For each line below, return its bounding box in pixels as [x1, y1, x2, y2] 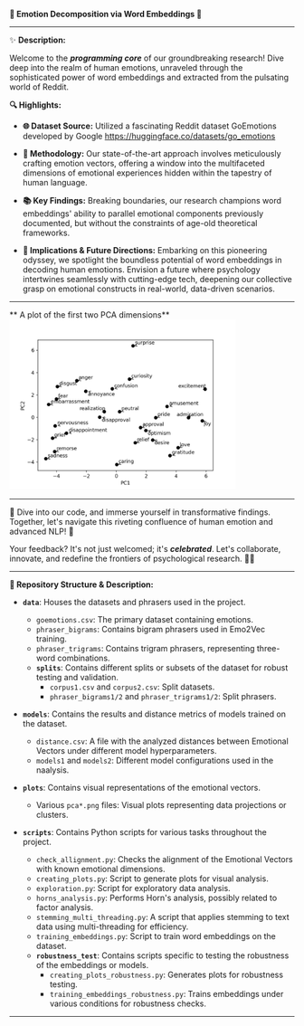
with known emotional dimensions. [35, 864, 166, 874]
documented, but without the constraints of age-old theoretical [22, 218, 258, 228]
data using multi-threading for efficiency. [35, 921, 189, 932]
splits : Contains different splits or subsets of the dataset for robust [35, 662, 289, 673]
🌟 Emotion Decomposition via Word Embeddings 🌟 [9, 9, 202, 19]
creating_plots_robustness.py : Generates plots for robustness [49, 969, 283, 980]
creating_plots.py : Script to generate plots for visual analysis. [35, 873, 269, 884]
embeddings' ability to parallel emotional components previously [22, 208, 264, 219]
